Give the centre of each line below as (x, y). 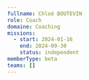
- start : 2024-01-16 (43, 40)
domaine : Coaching (34, 26)
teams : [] (22, 65)
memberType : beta (32, 59)
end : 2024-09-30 (43, 46)
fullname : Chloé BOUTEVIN (44, 14)
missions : (22, 33)
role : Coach (24, 20)
